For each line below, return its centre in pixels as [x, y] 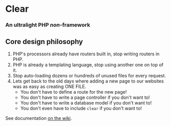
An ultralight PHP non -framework [48, 25]
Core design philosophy [44, 41]
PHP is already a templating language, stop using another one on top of [88, 65]
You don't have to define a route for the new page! [73, 92]
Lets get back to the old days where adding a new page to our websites [88, 81]
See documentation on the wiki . [39, 118]
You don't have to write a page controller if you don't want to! [85, 97]
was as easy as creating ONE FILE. [49, 86]
